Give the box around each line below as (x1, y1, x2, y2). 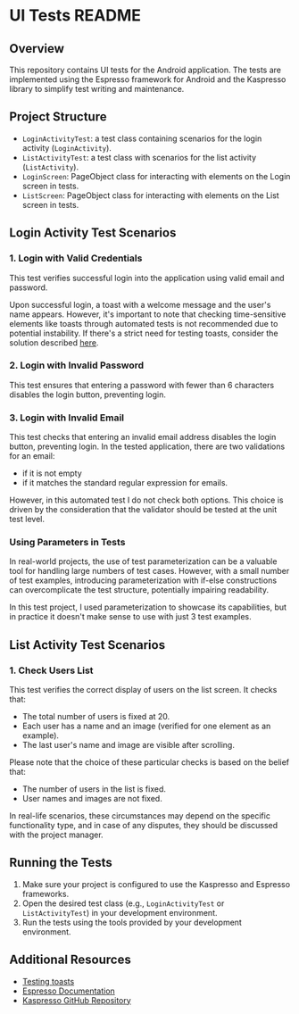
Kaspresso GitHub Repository (21, 994, 131, 1005)
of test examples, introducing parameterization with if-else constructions (9, 575, 278, 586)
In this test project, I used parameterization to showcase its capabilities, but (9, 602, 287, 612)
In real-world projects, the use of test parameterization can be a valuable (9, 556, 278, 567)
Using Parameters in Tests (9, 536, 126, 549)
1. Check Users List (9, 664, 94, 677)
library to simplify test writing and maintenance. (9, 84, 185, 94)
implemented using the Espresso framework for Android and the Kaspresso (9, 74, 287, 85)
